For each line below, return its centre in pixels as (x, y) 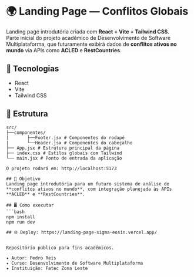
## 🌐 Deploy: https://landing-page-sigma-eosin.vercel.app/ (82, 232)
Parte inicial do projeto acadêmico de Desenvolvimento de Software (88, 38)
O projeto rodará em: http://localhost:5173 (61, 168)
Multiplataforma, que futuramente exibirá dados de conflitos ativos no (92, 44)
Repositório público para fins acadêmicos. (60, 248)
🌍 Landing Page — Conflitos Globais (97, 11)
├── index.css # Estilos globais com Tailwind (64, 153)
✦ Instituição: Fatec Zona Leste (47, 268)
